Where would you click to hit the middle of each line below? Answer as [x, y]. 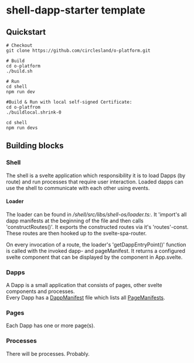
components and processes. [40, 291]
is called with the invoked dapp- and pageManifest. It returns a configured [96, 251]
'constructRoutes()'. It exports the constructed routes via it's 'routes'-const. [97, 227]
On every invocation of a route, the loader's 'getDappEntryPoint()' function [96, 244]
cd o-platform [23, 66]
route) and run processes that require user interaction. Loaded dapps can [95, 181]
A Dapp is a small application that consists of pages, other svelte [84, 285]
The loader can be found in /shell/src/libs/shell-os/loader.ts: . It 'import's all [96, 214]
